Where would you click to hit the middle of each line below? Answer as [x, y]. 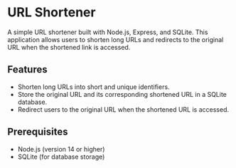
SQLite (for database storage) [61, 157]
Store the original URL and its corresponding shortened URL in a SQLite [122, 94]
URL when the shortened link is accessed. [69, 47]
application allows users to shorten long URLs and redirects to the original [116, 39]
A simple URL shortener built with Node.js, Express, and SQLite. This [108, 32]
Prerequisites [38, 132]
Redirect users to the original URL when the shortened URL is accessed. [123, 109]
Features [27, 69]
